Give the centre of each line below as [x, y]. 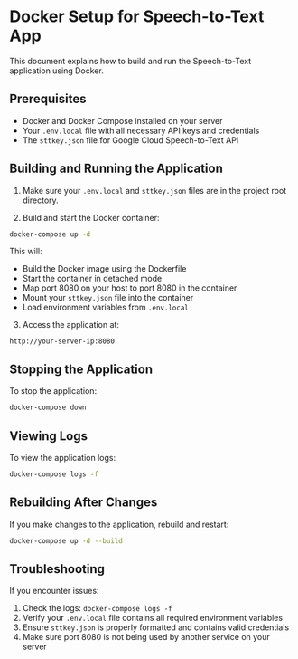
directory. [40, 200]
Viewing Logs [49, 436]
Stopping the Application [81, 369]
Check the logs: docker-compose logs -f [98, 608]
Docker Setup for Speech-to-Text [137, 17]
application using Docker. [56, 71]
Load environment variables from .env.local [106, 307]
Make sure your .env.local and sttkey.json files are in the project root [154, 190]
